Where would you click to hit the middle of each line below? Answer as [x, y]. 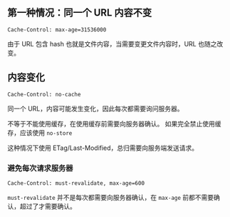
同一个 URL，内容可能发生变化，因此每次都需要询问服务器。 [95, 108]
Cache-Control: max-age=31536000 [57, 30]
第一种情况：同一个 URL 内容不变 [79, 13]
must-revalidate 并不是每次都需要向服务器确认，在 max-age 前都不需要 [111, 197]
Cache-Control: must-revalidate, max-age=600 [76, 183]
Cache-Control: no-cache [44, 94]
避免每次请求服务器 [40, 168]
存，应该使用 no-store [40, 132]
